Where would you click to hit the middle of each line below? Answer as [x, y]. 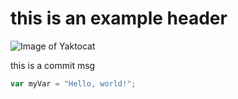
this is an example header [119, 18]
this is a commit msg [53, 65]
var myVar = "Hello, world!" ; [73, 83]
